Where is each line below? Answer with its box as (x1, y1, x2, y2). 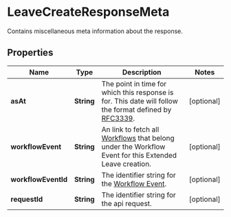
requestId (10, 194, 43, 204)
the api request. (101, 198, 153, 208)
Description (122, 67, 162, 76)
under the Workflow (101, 142, 166, 152)
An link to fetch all (101, 125, 159, 134)
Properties (7, 47, 54, 59)
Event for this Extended (101, 150, 177, 160)
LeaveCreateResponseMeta (7, 4, 170, 20)
